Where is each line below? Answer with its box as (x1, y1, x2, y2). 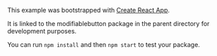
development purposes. (7, 27, 77, 35)
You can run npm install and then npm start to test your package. (7, 41, 200, 48)
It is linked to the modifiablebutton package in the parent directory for (7, 20, 210, 27)
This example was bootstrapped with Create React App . (7, 6, 170, 14)
